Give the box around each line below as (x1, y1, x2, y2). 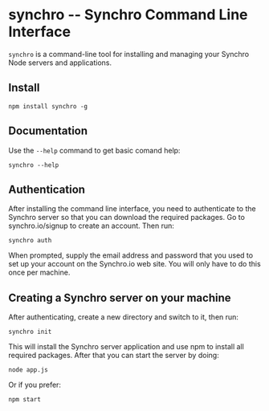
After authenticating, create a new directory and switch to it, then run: (8, 312, 239, 322)
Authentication (8, 182, 86, 196)
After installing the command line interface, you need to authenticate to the (8, 204, 256, 214)
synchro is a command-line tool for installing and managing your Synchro (8, 49, 250, 59)
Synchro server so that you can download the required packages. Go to (8, 213, 245, 222)
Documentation (8, 124, 88, 138)
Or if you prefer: (8, 380, 62, 390)
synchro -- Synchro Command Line (8, 6, 248, 24)
